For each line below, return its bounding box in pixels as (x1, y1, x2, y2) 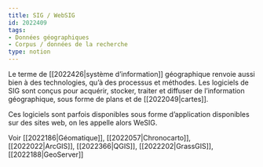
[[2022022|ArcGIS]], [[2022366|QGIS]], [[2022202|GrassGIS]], (8, 142, 214, 151)
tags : (8, 26, 26, 34)
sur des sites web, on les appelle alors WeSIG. (8, 118, 158, 127)
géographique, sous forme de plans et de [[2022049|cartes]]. (8, 95, 209, 103)
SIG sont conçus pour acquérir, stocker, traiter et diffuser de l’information (8, 86, 245, 95)
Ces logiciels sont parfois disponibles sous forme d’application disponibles (8, 110, 250, 118)
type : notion (8, 48, 51, 56)
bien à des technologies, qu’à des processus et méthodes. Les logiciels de (8, 78, 249, 87)
